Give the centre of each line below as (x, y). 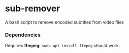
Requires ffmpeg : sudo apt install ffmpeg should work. (63, 46)
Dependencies (23, 35)
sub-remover (32, 9)
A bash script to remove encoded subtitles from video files (64, 22)
